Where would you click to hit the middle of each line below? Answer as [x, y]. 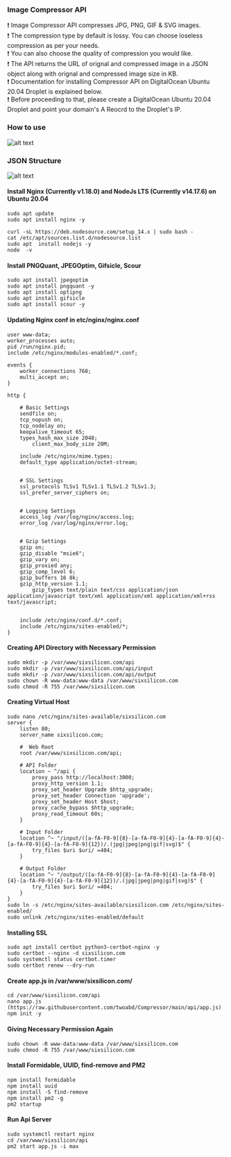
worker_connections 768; [55, 371]
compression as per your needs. [53, 46]
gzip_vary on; [40, 559]
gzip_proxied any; [46, 565]
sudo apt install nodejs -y [49, 244]
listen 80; [35, 729]
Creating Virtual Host [38, 702]
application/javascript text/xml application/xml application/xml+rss [111, 596]
